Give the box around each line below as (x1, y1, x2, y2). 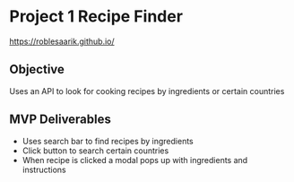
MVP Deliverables (9, 112, 112, 127)
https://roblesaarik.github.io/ (9, 36, 115, 47)
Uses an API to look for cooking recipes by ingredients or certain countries (9, 85, 285, 96)
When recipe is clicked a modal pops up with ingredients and (22, 154, 248, 165)
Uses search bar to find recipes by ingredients (22, 135, 195, 146)
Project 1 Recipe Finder (9, 6, 184, 27)
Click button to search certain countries (22, 145, 169, 156)
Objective (9, 62, 65, 77)
